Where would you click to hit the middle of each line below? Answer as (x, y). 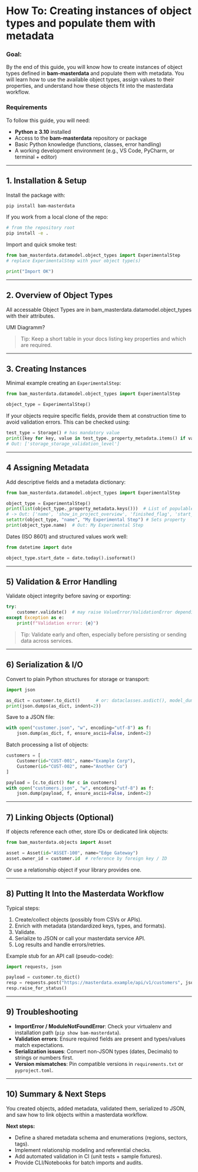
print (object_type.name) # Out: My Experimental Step (75, 526)
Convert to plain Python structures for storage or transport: (78, 679)
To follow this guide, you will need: (48, 120)
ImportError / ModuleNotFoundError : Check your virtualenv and (93, 1026)
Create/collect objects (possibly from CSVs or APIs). (78, 919)
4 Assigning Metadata (48, 468)
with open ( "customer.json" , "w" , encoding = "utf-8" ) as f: (79, 728)
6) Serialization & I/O (45, 665)
